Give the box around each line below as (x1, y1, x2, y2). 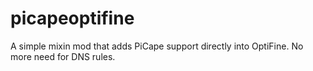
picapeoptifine (10, 7, 135, 30)
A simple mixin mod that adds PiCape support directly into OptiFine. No (10, 40, 304, 52)
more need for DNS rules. (10, 50, 116, 62)
